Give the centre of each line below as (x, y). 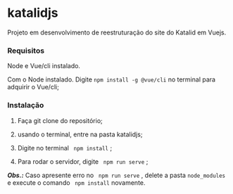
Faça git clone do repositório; (60, 120)
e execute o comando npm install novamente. (76, 182)
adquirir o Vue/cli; (33, 87)
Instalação (26, 105)
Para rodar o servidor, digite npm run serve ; (83, 161)
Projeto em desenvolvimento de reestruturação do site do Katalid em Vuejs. (117, 32)
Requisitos (26, 51)
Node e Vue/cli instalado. (44, 66)
